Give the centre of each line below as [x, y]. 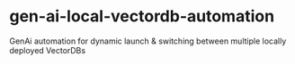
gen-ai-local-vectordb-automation [142, 16]
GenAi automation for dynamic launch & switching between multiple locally [148, 41]
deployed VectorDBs [48, 50]
